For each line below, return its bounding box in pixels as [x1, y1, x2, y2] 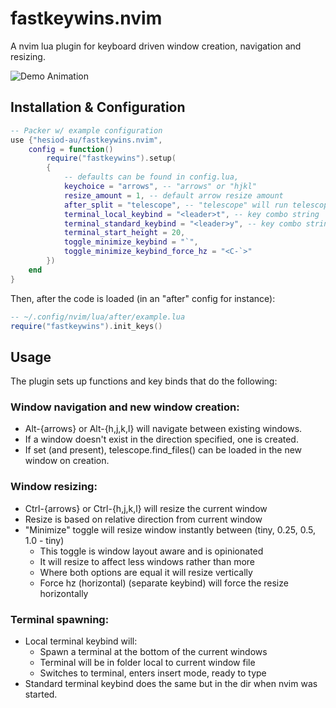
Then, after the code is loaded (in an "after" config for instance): [10, 292, 276, 304]
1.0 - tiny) [24, 534, 65, 546]
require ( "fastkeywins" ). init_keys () [10, 321, 163, 331]
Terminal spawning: [10, 612, 110, 626]
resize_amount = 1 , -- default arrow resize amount [63, 190, 284, 201]
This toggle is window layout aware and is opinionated [39, 545, 264, 557]
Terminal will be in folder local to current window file [39, 657, 256, 669]
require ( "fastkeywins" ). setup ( [46, 153, 177, 164]
